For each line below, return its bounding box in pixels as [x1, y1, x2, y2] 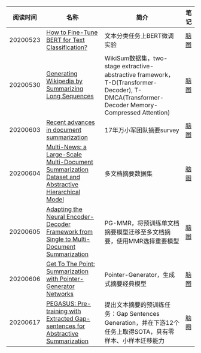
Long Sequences [46, 92, 94, 100]
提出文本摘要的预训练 [104, 301, 165, 309]
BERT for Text [46, 36, 85, 44]
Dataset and [46, 173, 81, 181]
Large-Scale [46, 150, 83, 158]
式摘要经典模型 [104, 280, 147, 288]
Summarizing [46, 85, 84, 92]
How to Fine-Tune [46, 28, 98, 37]
